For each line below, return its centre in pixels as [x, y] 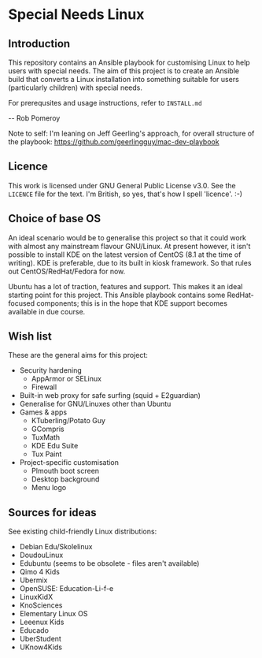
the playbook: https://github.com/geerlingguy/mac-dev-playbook [114, 142]
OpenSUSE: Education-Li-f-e [66, 589]
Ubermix [33, 580]
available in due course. [47, 311]
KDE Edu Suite [55, 446]
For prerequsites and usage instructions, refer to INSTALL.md [105, 103]
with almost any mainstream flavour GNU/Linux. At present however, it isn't [129, 246]
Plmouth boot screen [65, 471]
